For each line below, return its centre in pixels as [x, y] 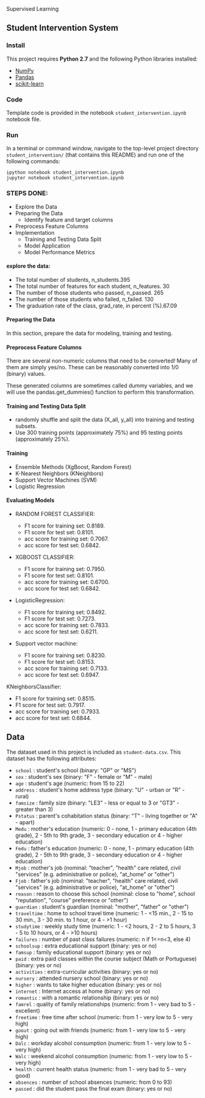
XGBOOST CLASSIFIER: [45, 557]
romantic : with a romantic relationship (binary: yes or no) [87, 997]
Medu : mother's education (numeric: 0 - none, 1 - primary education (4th [106, 828]
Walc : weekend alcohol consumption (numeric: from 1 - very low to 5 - [103, 1056]
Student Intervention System [63, 28]
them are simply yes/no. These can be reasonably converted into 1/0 [92, 367]
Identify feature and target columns [69, 219]
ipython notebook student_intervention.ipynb [65, 173]
